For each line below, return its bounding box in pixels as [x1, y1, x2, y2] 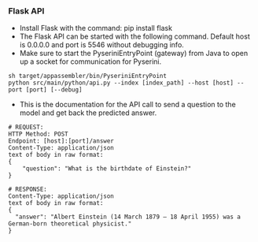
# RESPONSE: [8, 185, 47, 194]
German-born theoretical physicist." [8, 220, 132, 228]
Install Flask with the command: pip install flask [19, 24, 173, 33]
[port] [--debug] [25, 86, 83, 94]
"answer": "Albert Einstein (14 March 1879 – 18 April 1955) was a [15, 213, 241, 222]
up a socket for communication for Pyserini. [19, 57, 162, 66]
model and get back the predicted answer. [19, 108, 157, 117]
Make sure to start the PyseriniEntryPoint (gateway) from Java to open [19, 49, 249, 58]
